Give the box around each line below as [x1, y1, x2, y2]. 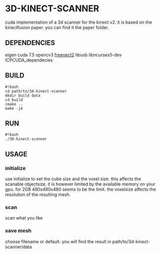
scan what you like [5, 215, 43, 221]
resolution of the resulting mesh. [5, 191, 71, 197]
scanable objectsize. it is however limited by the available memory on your [5, 181, 156, 187]
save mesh [5, 227, 32, 234]
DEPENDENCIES [5, 39, 55, 47]
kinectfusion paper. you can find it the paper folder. [5, 24, 109, 30]
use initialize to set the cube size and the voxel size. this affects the [5, 176, 141, 182]
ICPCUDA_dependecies [5, 57, 53, 63]
